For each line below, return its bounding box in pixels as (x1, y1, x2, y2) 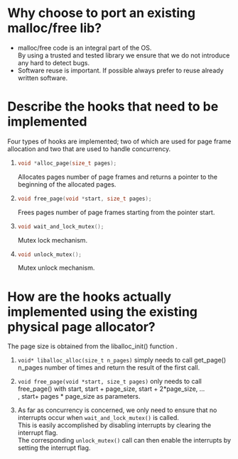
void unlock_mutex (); (17, 250, 82, 258)
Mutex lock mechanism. (17, 236, 87, 244)
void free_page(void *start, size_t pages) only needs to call (17, 377, 202, 386)
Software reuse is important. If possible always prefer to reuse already (17, 66, 224, 74)
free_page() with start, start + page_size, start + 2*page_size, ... (17, 385, 205, 393)
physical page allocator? (7, 319, 156, 335)
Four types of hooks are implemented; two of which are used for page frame (7, 137, 232, 145)
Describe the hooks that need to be (7, 99, 219, 115)
